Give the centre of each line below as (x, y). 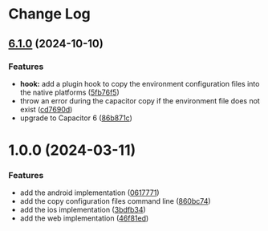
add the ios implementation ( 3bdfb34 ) (83, 210)
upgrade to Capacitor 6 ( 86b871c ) (76, 118)
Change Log (49, 14)
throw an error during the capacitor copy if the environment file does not (140, 100)
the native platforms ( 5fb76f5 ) (70, 92)
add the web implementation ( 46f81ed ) (84, 218)
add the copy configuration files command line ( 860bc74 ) (115, 201)
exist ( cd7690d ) (46, 109)
